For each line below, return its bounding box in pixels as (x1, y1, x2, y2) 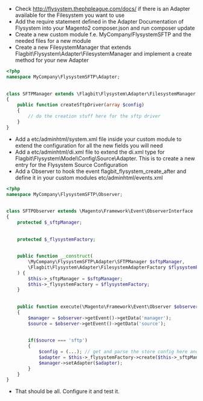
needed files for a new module (14, 37, 91, 44)
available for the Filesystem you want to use (14, 11, 125, 19)
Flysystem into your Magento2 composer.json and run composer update (14, 24, 195, 31)
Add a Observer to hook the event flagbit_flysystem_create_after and (14, 168, 187, 175)
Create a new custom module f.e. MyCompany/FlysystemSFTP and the (14, 31, 192, 38)
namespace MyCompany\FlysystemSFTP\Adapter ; (6, 74, 120, 80)
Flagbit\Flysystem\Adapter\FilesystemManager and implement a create (14, 50, 192, 57)
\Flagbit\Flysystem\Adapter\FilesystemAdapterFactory (28, 264, 166, 270)
